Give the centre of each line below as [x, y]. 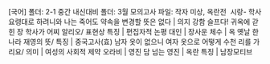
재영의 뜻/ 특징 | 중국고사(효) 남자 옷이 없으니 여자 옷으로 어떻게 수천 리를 [137, 42]
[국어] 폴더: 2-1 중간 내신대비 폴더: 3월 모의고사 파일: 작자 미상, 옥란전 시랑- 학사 [135, 12]
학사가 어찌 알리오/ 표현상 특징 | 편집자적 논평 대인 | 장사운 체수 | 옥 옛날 [138, 32]
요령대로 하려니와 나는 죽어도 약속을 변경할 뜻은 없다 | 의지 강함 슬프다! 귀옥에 [129, 22]
